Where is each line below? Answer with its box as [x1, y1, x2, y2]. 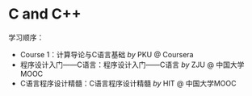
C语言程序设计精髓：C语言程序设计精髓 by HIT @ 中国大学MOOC [19, 78, 237, 88]
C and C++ [8, 5, 82, 23]
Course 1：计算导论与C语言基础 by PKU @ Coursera [19, 49, 194, 59]
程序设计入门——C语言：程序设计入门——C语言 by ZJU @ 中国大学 [19, 60, 245, 69]
